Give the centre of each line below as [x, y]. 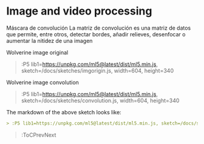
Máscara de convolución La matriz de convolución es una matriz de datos [99, 28]
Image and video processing [79, 11]
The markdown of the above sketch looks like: [64, 112]
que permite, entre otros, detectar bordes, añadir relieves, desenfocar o [96, 34]
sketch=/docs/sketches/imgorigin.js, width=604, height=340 [97, 70]
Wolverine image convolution [42, 82]
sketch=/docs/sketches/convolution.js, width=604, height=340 [100, 100]
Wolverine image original [37, 52]
